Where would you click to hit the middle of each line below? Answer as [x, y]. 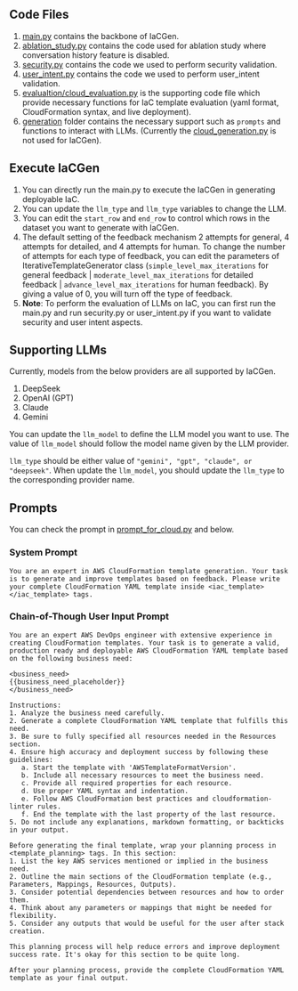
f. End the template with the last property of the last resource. [149, 814]
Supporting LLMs [58, 350]
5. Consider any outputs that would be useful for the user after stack [147, 923]
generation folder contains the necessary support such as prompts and [151, 121]
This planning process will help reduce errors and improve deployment [145, 946]
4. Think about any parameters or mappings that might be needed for [141, 907]
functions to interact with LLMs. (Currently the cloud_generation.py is [149, 130]
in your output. [39, 830]
